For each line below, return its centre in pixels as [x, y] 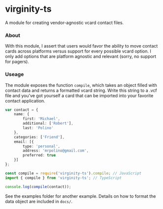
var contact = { [22, 110]
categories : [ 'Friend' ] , [39, 137]
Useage [14, 75]
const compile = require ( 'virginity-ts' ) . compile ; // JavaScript [73, 173]
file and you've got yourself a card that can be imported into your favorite [79, 95]
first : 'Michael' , [41, 119]
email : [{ [24, 142]
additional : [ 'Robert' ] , [48, 124]
